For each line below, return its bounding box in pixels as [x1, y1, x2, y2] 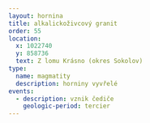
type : [8, 65, 27, 73]
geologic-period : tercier [23, 102, 111, 110]
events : [8, 87, 35, 95]
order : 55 [8, 27, 42, 35]
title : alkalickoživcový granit [8, 19, 118, 28]
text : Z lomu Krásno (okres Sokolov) [15, 57, 144, 66]
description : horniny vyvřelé [15, 79, 118, 87]
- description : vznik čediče [15, 95, 114, 103]
